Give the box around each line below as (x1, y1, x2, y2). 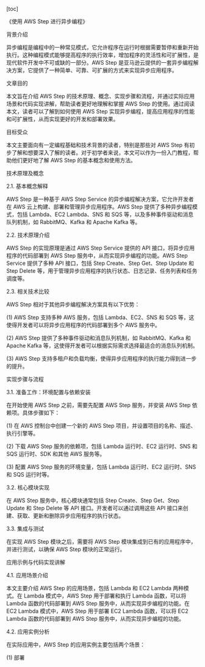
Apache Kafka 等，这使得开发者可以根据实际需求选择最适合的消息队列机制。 (6, 342, 198, 349)
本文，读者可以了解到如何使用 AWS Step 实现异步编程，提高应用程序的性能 (6, 108, 195, 115)
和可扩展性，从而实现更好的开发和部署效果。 (6, 115, 119, 123)
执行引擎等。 (6, 430, 38, 437)
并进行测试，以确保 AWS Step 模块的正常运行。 (6, 546, 126, 553)
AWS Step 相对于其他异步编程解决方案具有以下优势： (6, 301, 140, 308)
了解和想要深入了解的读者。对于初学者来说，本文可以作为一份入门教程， (11, 149, 193, 156)
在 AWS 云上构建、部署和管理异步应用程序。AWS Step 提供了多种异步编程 (6, 203, 193, 210)
